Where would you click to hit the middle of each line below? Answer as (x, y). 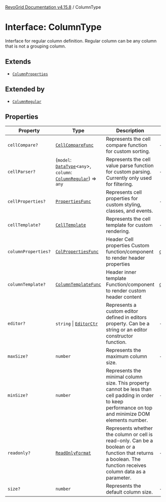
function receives (126, 465)
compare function (126, 145)
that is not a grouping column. (36, 46)
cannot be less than (129, 390)
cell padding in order (130, 395)
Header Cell (120, 239)
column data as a (126, 472)
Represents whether (129, 428)
